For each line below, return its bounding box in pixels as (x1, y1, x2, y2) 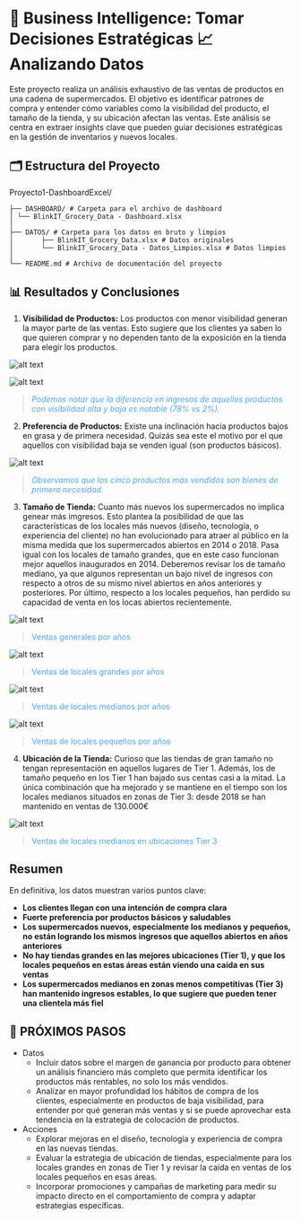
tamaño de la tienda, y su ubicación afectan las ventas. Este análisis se (9, 112, 271, 123)
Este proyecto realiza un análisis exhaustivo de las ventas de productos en (9, 83, 284, 94)
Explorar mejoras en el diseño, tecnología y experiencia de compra (35, 1134, 283, 1145)
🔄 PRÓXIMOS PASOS (9, 1024, 127, 1039)
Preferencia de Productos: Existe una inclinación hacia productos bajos (21, 421, 288, 431)
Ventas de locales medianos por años (30, 701, 170, 711)
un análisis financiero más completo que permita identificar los (35, 1067, 268, 1077)
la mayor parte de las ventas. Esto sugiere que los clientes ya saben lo (21, 322, 282, 333)
